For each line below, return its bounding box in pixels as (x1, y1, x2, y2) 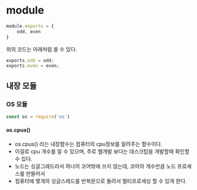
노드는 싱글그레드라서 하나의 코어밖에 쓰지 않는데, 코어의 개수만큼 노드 (14, 163, 176, 170)
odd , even (17, 28, 41, 34)
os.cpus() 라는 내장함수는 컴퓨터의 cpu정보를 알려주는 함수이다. (14, 140, 163, 148)
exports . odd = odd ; (6, 57, 54, 63)
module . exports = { (6, 23, 54, 29)
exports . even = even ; (6, 63, 60, 69)
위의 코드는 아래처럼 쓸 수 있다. (6, 46, 77, 53)
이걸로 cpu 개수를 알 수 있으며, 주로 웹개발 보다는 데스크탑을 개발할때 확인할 (14, 148, 190, 155)
